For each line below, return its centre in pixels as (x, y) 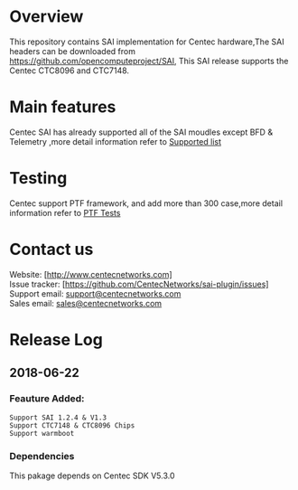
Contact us (51, 250)
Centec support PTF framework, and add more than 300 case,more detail (146, 203)
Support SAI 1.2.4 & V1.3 (58, 418)
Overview (47, 17)
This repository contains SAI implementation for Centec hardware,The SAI (147, 42)
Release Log (56, 339)
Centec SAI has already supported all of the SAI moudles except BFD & (141, 132)
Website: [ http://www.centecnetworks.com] (91, 274)
